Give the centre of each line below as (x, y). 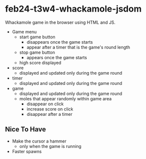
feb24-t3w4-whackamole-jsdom (73, 9)
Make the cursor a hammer (39, 141)
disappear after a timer (49, 114)
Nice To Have (26, 129)
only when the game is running (50, 146)
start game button (37, 37)
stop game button (37, 52)
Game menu (24, 32)
